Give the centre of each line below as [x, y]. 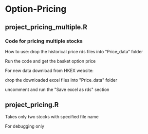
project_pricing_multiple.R [46, 27]
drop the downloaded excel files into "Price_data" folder [61, 80]
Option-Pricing [36, 9]
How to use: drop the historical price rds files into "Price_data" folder [74, 51]
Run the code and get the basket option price [50, 61]
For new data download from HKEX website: [49, 70]
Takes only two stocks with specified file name [52, 116]
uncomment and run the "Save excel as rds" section [57, 89]
